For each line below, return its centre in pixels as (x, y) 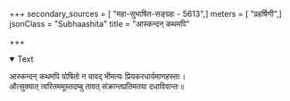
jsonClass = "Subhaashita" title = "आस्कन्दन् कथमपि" (99, 24)
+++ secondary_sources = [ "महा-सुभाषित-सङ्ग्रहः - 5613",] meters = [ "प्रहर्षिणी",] (146, 14)
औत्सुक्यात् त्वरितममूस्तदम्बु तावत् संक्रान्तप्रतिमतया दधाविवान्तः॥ (97, 86)
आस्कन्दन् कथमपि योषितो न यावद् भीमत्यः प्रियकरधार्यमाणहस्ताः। (98, 76)
